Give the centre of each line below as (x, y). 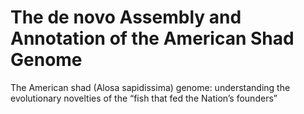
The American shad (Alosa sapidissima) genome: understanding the (150, 87)
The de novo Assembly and (126, 17)
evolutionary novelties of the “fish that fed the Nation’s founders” (144, 98)
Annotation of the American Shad (152, 38)
